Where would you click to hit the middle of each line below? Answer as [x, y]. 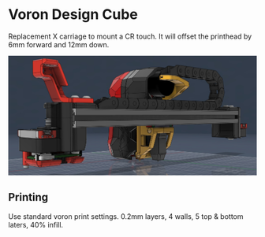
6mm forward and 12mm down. [59, 44]
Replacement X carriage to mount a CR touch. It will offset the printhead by [130, 36]
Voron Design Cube [73, 15]
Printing [28, 197]
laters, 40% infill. [36, 224]
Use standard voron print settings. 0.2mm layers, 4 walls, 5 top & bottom [126, 216]
